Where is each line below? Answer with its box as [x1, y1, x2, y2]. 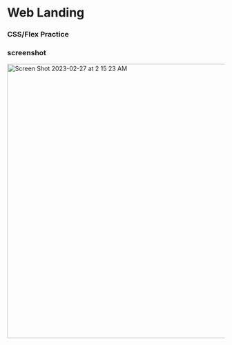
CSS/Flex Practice [7, 30, 69, 39]
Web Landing [7, 5, 85, 21]
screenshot [7, 48, 47, 58]
